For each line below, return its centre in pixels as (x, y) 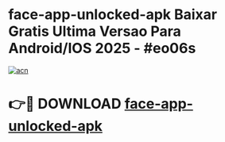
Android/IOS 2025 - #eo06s (102, 48)
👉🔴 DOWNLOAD (65, 104)
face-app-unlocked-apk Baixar (112, 15)
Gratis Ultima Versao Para (95, 31)
